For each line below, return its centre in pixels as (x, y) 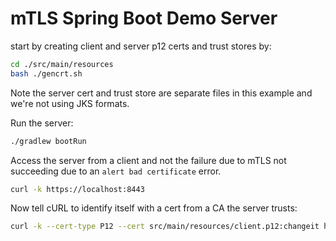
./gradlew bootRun (48, 141)
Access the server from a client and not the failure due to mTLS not (148, 160)
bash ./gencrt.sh (46, 73)
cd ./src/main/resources (62, 64)
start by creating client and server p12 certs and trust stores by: (141, 46)
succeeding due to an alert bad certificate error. (116, 171)
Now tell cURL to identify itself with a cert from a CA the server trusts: (154, 208)
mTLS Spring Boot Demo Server (144, 18)
